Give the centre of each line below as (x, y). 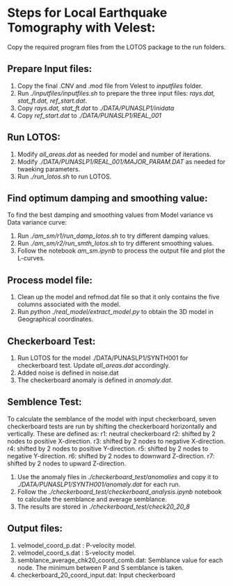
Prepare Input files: (50, 69)
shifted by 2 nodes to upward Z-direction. (67, 463)
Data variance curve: (37, 223)
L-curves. (31, 258)
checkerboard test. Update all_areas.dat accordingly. (94, 365)
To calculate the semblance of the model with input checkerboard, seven (112, 419)
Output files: (35, 528)
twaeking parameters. (49, 169)
